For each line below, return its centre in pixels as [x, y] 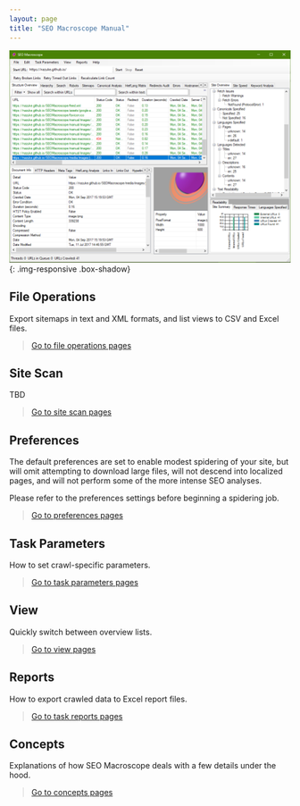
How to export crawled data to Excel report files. [98, 699]
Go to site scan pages [71, 412]
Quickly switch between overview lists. [81, 632]
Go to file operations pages [81, 345]
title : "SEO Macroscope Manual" [69, 28]
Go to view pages [63, 649]
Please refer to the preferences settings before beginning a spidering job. [144, 498]
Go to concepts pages [72, 793]
